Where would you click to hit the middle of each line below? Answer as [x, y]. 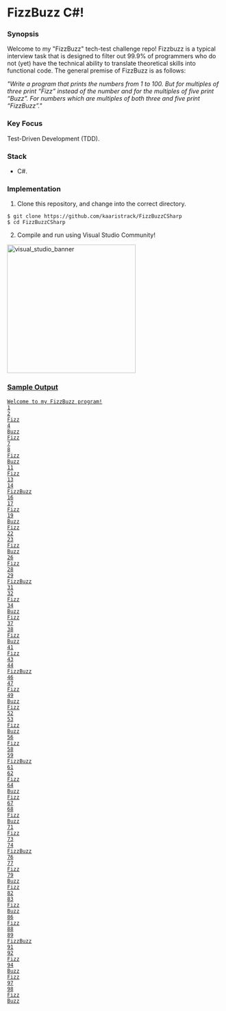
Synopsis [23, 34]
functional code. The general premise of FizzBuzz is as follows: [97, 71]
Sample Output [33, 387]
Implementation [34, 189]
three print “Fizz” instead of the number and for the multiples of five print [111, 91]
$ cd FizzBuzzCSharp [37, 223]
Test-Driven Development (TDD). [53, 138]
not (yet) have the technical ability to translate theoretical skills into [102, 64]
